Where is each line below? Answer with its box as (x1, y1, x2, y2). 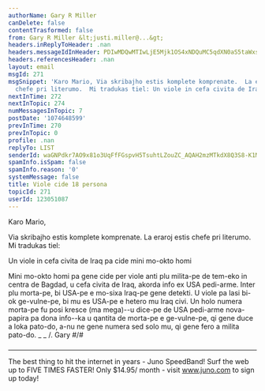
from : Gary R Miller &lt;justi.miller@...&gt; (8, 33, 164, 42)
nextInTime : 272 (8, 92, 62, 100)
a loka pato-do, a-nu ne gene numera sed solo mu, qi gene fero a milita (8, 321, 240, 331)
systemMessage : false (8, 173, 80, 182)
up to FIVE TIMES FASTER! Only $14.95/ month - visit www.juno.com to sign (8, 365, 255, 375)
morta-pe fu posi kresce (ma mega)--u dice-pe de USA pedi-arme (8, 305, 225, 314)
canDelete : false (8, 19, 65, 27)
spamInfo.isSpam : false (8, 159, 87, 167)
